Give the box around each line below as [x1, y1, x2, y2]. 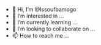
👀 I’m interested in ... [12, 12, 64, 19]
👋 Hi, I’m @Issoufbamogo [12, 6, 77, 13]
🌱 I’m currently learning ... [12, 19, 78, 26]
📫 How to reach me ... [12, 32, 69, 39]
